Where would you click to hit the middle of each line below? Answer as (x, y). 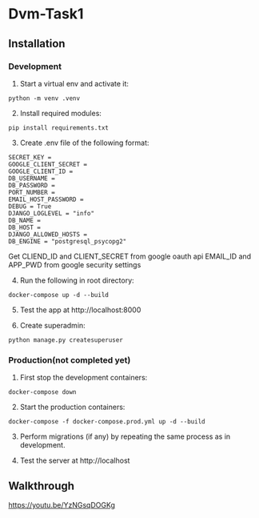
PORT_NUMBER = (32, 192)
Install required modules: (61, 113)
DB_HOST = (25, 227)
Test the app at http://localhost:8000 (80, 310)
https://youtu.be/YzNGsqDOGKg (62, 504)
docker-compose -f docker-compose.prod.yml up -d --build (107, 422)
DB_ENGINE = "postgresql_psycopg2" (68, 241)
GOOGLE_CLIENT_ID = (41, 171)
